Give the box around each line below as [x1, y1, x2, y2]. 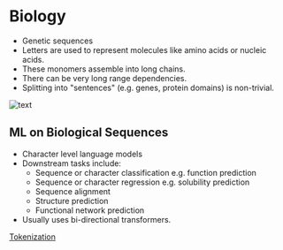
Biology [9, 6, 66, 27]
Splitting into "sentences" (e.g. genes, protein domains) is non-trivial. [21, 82, 274, 93]
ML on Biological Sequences [9, 125, 169, 140]
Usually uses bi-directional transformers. [21, 214, 172, 224]
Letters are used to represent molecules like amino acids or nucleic [21, 44, 267, 55]
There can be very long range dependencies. [21, 72, 187, 83]
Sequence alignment [34, 186, 111, 196]
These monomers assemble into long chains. [21, 64, 186, 74]
